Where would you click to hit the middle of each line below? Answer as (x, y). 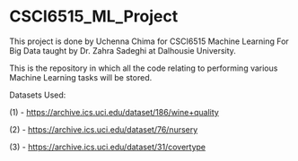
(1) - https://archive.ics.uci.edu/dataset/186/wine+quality (114, 112)
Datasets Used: (38, 95)
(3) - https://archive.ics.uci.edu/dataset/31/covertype (108, 147)
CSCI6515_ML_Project (94, 17)
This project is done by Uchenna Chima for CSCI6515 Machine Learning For (149, 41)
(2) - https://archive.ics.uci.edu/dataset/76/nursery (104, 129)
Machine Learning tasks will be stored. (81, 77)
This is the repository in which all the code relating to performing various (144, 68)
